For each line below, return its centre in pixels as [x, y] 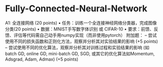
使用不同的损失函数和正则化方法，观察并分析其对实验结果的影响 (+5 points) [82, 41]
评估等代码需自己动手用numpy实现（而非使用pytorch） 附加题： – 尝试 [85, 35]
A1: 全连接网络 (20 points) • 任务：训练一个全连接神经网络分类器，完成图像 [81, 23]
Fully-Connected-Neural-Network [76, 9]
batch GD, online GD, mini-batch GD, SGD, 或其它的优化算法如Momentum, [80, 53]
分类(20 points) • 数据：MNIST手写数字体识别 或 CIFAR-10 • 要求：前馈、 [80, 29]
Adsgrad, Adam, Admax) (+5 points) [42, 59]
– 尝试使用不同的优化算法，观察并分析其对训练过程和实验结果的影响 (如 [77, 47]
